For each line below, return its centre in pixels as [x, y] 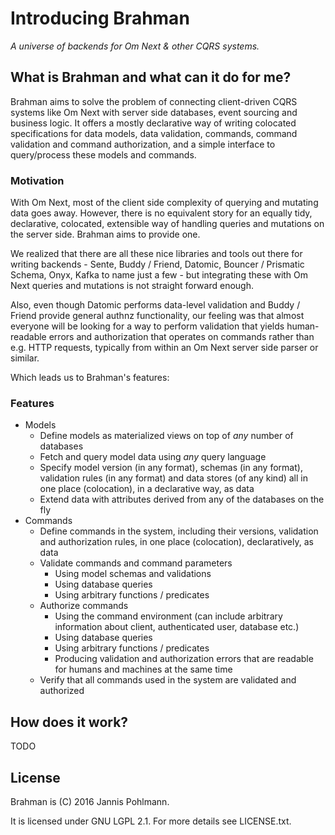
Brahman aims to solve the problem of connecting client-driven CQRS [154, 101]
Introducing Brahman [100, 18]
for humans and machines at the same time [143, 669]
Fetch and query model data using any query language [153, 457]
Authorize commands [84, 606]
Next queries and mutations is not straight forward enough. [132, 286]
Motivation [37, 180]
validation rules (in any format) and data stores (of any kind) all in [173, 478]
